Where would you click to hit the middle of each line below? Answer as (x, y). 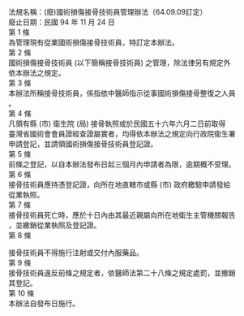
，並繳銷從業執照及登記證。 (55, 225)
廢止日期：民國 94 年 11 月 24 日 (62, 22)
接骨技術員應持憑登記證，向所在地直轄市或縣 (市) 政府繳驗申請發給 (120, 184)
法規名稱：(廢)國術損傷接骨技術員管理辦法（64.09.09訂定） (108, 12)
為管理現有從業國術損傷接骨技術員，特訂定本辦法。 (94, 42)
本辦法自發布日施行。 (44, 303)
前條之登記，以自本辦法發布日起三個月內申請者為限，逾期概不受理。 (122, 164)
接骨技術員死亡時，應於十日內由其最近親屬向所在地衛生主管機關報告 (122, 215)
